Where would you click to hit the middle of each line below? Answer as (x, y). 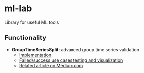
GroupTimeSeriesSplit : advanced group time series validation (75, 49)
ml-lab (18, 9)
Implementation (35, 55)
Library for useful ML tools (32, 22)
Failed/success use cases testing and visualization (71, 60)
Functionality (26, 38)
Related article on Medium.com (51, 65)
